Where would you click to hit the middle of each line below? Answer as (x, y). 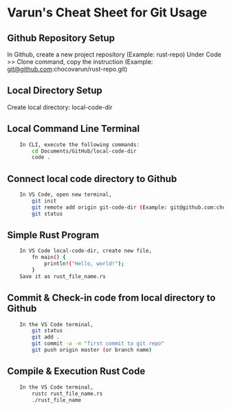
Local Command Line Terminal (73, 129)
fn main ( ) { (49, 258)
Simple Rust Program (53, 235)
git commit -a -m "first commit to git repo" (98, 344)
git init (44, 201)
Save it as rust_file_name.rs (63, 276)
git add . (46, 337)
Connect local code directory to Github (92, 179)
